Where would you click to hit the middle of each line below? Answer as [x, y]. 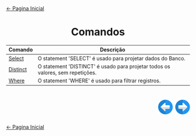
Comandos [98, 32]
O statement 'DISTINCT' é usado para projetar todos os [104, 66]
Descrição [113, 50]
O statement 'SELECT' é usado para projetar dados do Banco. [111, 58]
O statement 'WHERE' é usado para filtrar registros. [99, 81]
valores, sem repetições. [67, 72]
